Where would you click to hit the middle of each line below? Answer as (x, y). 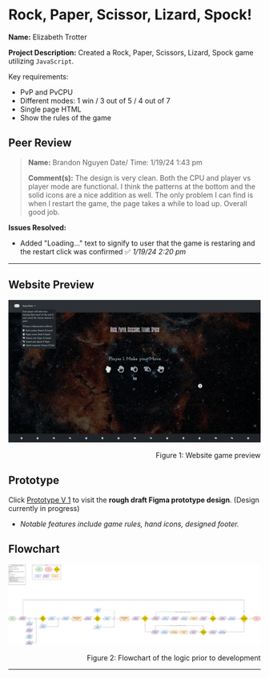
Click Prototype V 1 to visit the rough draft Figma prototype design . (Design (134, 500)
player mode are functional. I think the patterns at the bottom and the (142, 186)
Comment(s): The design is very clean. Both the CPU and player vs (139, 177)
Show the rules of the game (66, 117)
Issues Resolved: (37, 227)
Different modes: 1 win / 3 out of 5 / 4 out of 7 (95, 100)
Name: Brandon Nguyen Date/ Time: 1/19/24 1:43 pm (115, 162)
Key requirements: (38, 76)
